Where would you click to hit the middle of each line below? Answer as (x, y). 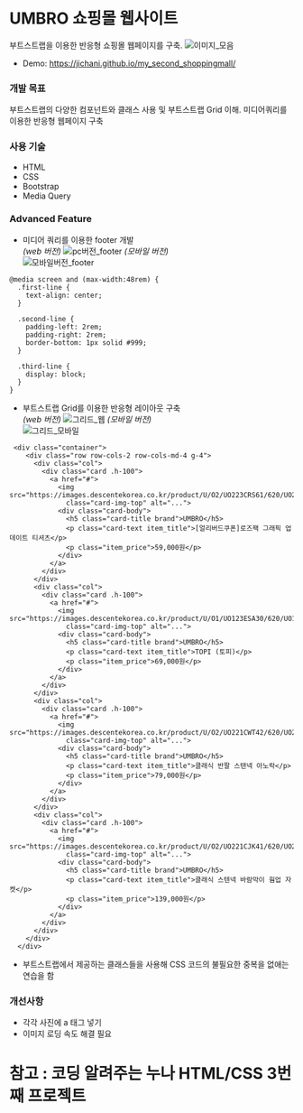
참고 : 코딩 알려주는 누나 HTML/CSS (136, 1074)
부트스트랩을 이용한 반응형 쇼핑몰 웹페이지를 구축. (96, 45)
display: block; (56, 374)
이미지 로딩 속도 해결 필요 (67, 1034)
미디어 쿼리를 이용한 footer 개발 (78, 239)
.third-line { (44, 366)
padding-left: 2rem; (64, 327)
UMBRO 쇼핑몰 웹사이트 (94, 19)
